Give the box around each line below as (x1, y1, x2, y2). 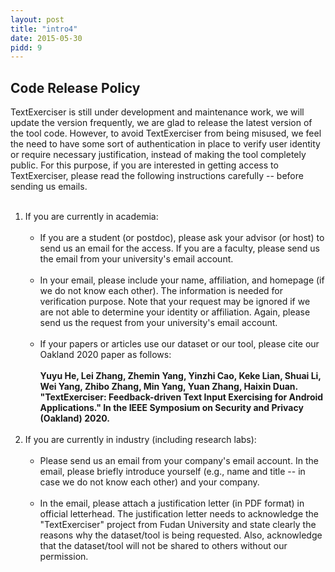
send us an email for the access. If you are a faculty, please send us (39, 242, 320, 255)
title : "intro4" (10, 24, 78, 34)
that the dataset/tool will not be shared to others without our (39, 540, 288, 552)
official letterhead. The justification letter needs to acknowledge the (39, 508, 320, 520)
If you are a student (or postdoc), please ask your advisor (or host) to (39, 232, 325, 244)
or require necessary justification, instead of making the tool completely (10, 149, 307, 161)
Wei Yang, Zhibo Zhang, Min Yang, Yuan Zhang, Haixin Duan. (39, 381, 298, 393)
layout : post (10, 14, 65, 25)
